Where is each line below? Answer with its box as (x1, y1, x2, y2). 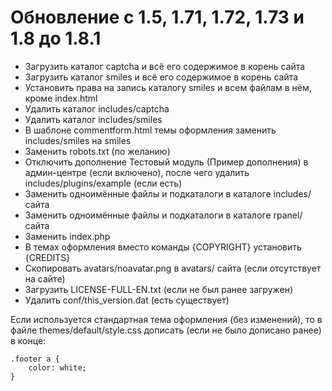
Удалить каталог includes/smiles (24, 113, 163, 125)
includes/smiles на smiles (24, 134, 132, 146)
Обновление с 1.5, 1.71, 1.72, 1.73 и (10, 6, 305, 29)
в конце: (10, 334, 47, 346)
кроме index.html (24, 92, 98, 104)
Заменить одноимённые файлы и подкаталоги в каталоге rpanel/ (24, 209, 303, 221)
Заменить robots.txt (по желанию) (24, 145, 171, 157)
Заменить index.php (24, 230, 111, 242)
